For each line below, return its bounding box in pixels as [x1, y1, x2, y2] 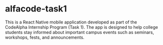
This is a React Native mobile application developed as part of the [5, 19, 138, 25]
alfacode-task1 [5, 3, 67, 14]
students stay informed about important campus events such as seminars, [5, 29, 155, 35]
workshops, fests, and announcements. [5, 34, 84, 40]
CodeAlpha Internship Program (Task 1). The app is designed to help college [5, 24, 158, 30]
